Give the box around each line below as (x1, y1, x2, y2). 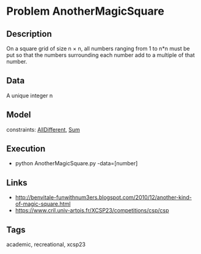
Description (6, 29, 52, 39)
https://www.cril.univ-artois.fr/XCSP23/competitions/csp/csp (15, 207, 169, 214)
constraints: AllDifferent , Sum (6, 125, 81, 133)
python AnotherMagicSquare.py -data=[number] (15, 160, 138, 167)
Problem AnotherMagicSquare (6, 4, 165, 18)
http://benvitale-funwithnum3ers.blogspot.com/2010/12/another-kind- (15, 194, 192, 201)
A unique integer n (6, 92, 53, 99)
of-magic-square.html (15, 200, 71, 207)
